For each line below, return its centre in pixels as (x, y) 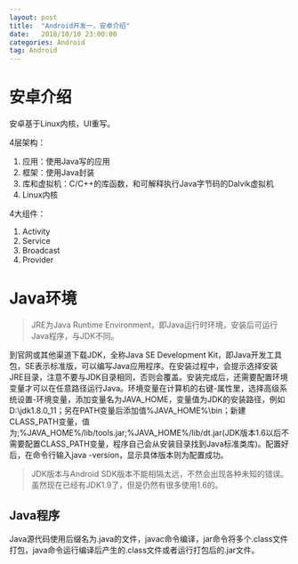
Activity (36, 231)
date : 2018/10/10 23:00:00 (63, 34)
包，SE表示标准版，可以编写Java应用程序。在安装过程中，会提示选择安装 (144, 366)
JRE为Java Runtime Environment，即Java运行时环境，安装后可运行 (154, 325)
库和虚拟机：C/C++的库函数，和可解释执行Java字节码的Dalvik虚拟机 (148, 184)
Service (36, 241)
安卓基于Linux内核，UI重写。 (62, 124)
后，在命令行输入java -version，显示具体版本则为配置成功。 (119, 455)
